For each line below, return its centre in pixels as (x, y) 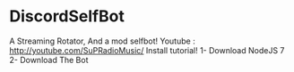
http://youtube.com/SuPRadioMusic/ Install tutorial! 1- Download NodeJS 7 (147, 50)
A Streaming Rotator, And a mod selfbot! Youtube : (102, 41)
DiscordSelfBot (67, 16)
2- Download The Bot (49, 60)
